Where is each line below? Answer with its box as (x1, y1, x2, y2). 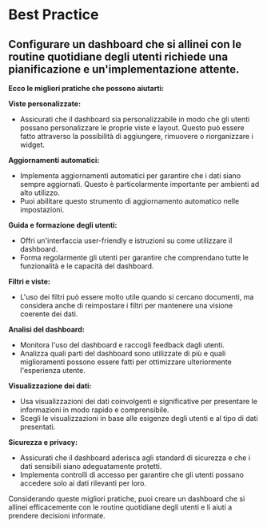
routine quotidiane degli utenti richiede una (8, 50, 229, 63)
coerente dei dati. (19, 309, 78, 319)
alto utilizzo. (19, 188, 60, 197)
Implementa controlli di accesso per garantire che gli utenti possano (19, 470, 244, 479)
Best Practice (8, 6, 99, 24)
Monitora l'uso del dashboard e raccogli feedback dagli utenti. (19, 340, 225, 349)
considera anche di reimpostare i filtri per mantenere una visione (19, 301, 233, 310)
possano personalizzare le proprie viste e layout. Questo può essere (19, 123, 245, 133)
